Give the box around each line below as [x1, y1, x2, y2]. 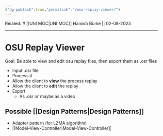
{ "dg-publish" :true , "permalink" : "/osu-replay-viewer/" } [5, 7, 120, 12]
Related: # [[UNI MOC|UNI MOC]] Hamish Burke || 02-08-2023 [5, 20, 131, 26]
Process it [12, 72, 33, 78]
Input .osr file [12, 68, 39, 73]
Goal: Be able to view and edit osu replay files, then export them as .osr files [5, 58, 157, 64]
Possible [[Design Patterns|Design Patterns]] [5, 107, 144, 116]
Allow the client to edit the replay [12, 83, 79, 89]
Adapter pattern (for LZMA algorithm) [12, 120, 87, 126]
